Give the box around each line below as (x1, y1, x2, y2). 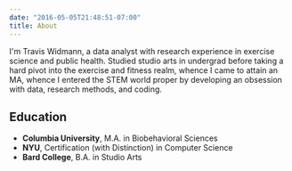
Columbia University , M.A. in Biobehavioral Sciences (21, 133, 218, 143)
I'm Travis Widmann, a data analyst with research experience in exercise (9, 45, 275, 56)
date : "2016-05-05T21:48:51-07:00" (9, 12, 142, 22)
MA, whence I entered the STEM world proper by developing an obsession (9, 74, 283, 85)
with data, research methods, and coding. (9, 84, 163, 94)
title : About (9, 21, 58, 30)
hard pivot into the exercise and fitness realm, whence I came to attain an (9, 64, 279, 76)
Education (9, 109, 68, 125)
